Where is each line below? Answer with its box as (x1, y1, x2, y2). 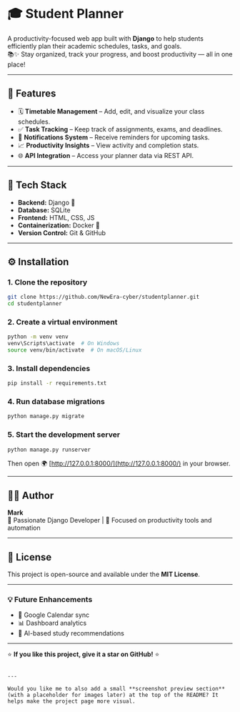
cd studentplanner (7, 300, 62, 307)
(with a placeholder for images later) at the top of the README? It (7, 691, 219, 699)
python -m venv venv (7, 333, 69, 340)
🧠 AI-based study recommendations (17, 629, 125, 638)
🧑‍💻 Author (7, 489, 54, 501)
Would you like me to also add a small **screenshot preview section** (7, 686, 225, 693)
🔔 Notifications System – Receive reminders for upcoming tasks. (17, 133, 210, 142)
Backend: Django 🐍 (17, 198, 76, 207)
